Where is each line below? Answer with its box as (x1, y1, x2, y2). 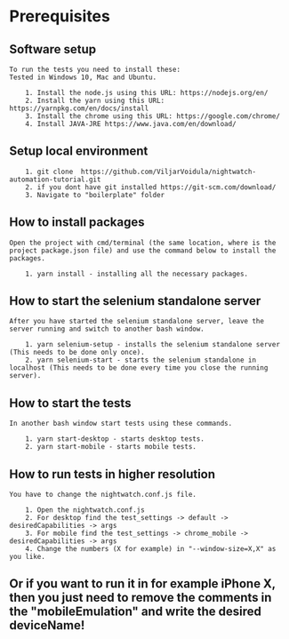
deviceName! (9, 618, 85, 633)
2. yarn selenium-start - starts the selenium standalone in (25, 355, 256, 365)
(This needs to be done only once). (9, 348, 145, 357)
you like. (9, 553, 46, 562)
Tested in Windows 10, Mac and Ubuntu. (9, 73, 157, 82)
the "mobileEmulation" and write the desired (9, 604, 262, 619)
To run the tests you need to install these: (9, 65, 181, 74)
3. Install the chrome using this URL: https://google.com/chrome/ (25, 112, 280, 121)
